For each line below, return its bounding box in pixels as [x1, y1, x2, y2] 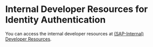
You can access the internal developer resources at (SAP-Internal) [5, 30, 144, 36]
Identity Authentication [5, 14, 106, 25]
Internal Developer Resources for [5, 3, 148, 15]
